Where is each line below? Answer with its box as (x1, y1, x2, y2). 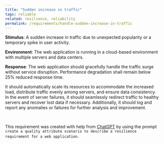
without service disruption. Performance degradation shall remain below (5, 69, 151, 75)
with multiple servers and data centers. (5, 55, 84, 60)
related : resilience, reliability (5, 16, 76, 21)
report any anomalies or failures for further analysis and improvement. (5, 105, 146, 111)
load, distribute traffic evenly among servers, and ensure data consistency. (5, 89, 156, 95)
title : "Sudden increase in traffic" (5, 7, 82, 12)
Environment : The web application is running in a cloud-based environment (5, 49, 158, 55)
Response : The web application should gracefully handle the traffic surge (5, 64, 154, 70)
